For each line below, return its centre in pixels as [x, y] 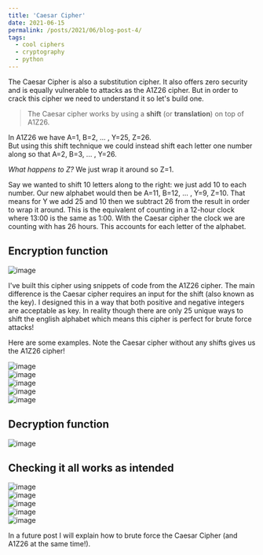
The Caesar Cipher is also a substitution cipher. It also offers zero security [128, 81]
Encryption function [58, 252]
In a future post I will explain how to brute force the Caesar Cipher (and [123, 535]
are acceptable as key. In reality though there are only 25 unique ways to [126, 310]
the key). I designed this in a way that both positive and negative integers [126, 302]
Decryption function [59, 425]
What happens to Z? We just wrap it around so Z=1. [91, 169]
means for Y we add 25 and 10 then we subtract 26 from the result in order [129, 201]
